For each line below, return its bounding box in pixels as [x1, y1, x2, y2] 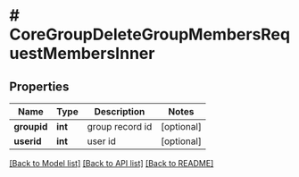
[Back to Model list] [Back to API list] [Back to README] [9, 158, 214, 168]
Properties [9, 79, 70, 94]
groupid [13, 121, 48, 132]
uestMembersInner [9, 44, 155, 63]
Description [94, 105, 145, 117]
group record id [87, 121, 153, 132]
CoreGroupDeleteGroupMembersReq [9, 24, 291, 45]
